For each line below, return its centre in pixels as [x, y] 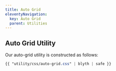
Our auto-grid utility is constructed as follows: [52, 55]
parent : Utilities [29, 23]
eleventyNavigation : [26, 14]
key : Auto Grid [25, 19]
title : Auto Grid [23, 10]
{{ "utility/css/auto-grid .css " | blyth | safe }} [58, 64]
